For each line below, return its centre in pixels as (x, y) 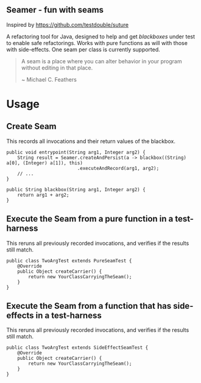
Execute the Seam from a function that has (89, 306)
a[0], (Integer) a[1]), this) (45, 163)
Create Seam (31, 126)
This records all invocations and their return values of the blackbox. (91, 141)
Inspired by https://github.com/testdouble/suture (68, 24)
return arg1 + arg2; (43, 195)
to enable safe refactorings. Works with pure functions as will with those (97, 43)
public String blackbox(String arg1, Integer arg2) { (76, 189)
